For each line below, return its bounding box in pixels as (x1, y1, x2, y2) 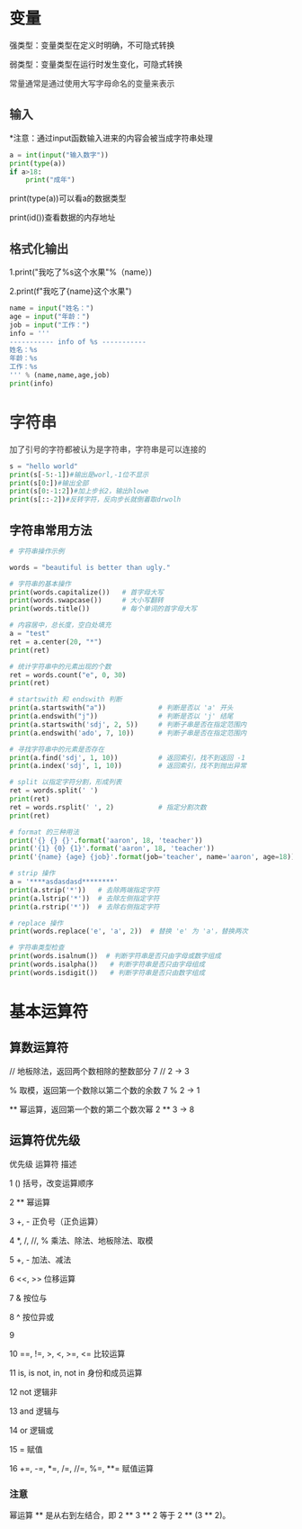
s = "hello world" (9, 461, 78, 471)
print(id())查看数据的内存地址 (9, 213, 116, 223)
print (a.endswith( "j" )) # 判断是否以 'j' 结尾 (9, 712, 234, 721)
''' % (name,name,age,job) (9, 371, 111, 380)
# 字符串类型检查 (9, 943, 65, 953)
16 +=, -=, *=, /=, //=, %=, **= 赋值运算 (9, 1462, 155, 1473)
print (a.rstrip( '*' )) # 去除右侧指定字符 (9, 902, 160, 911)
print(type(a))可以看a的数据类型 (9, 193, 127, 204)
